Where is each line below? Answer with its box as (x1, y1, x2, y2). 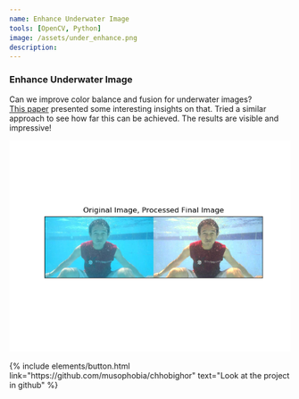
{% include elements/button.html (9, 361, 131, 371)
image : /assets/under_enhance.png (9, 33, 138, 42)
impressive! (9, 122, 52, 133)
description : (9, 43, 58, 52)
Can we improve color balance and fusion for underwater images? (9, 94, 253, 105)
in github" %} (9, 379, 59, 390)
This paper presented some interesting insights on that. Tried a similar (9, 103, 267, 114)
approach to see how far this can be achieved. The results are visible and (9, 113, 279, 123)
